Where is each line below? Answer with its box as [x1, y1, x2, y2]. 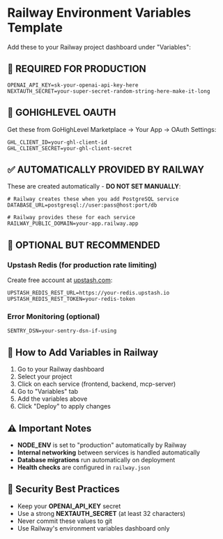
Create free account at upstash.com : [7, 276, 113, 284]
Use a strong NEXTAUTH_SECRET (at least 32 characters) [17, 509, 186, 517]
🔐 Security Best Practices [7, 483, 120, 495]
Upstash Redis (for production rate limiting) [7, 260, 157, 269]
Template [7, 20, 63, 36]
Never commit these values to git [17, 517, 113, 525]
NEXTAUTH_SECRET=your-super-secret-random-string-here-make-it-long [7, 87, 210, 95]
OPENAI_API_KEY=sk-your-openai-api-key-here [7, 82, 139, 89]
